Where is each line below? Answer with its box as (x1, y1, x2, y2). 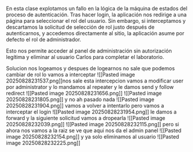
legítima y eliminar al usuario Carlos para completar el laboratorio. (6, 54, 164, 60)
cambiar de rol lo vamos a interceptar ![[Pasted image (6, 71, 135, 78)
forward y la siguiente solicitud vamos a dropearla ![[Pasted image (6, 115, 166, 122)
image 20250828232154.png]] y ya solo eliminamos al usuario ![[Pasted (6, 133, 180, 140)
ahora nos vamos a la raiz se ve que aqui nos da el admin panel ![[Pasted (6, 127, 182, 134)
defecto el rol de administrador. (6, 36, 82, 43)
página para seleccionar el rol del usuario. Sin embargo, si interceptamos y (6, 18, 186, 24)
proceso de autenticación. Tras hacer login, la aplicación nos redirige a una (6, 11, 187, 18)
